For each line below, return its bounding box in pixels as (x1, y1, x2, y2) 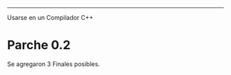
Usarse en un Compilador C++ (7, 14, 94, 21)
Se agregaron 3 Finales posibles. (7, 59, 100, 68)
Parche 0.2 (7, 37, 71, 53)
